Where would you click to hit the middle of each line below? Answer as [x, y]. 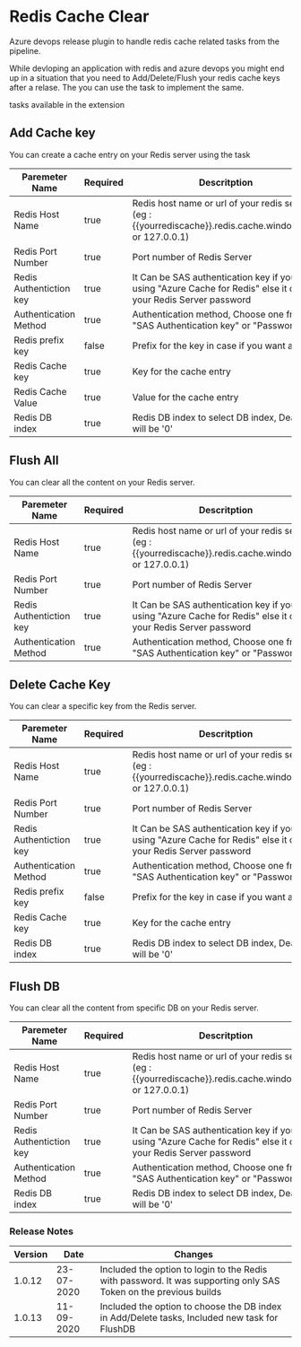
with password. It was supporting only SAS [190, 1281]
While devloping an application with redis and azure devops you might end [147, 68]
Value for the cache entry [185, 397]
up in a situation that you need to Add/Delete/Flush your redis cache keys [145, 77]
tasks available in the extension [67, 104]
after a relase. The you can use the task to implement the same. [127, 87]
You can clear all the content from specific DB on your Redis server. [134, 1008]
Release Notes [42, 1231]
